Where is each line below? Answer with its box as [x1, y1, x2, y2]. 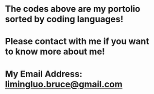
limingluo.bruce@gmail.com [5, 78, 123, 90]
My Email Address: [5, 68, 83, 79]
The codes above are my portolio [5, 3, 141, 15]
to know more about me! [5, 46, 105, 57]
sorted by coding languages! [5, 14, 124, 25]
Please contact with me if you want [5, 36, 150, 47]
